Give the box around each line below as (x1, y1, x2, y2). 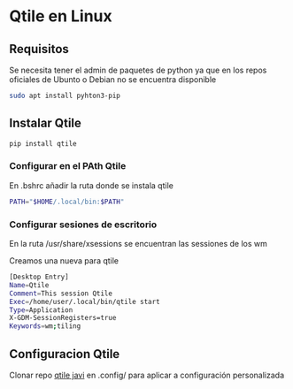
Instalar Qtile (9, 116, 82, 131)
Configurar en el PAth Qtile (9, 160, 127, 172)
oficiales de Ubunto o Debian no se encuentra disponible (9, 74, 217, 85)
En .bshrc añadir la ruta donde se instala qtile (9, 179, 174, 191)
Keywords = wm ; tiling (9, 322, 81, 331)
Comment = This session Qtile (9, 289, 113, 298)
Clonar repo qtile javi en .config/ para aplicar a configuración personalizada (9, 370, 285, 380)
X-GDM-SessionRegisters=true (9, 314, 117, 323)
